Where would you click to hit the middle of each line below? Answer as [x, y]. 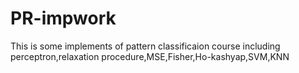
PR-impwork [63, 18]
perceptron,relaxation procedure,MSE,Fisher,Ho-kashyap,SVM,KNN [150, 56]
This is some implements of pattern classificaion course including [145, 46]
